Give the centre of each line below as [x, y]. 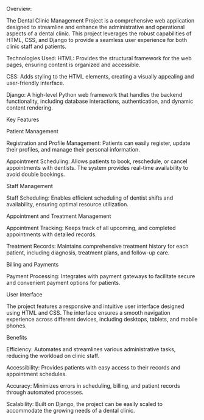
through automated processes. [45, 392]
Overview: [19, 9]
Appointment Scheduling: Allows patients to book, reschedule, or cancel [97, 161]
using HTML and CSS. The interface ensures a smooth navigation [88, 313]
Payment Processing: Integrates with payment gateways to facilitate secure [101, 276]
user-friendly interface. [36, 83]
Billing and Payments [33, 264]
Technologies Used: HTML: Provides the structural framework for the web [99, 58]
